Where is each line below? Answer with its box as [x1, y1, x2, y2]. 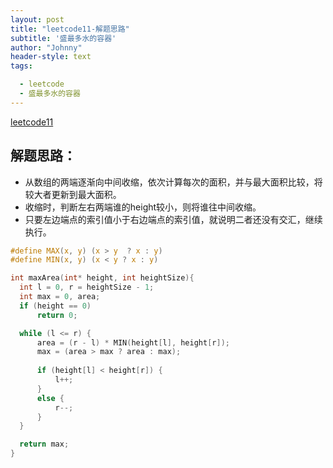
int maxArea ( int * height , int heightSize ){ [10, 273, 195, 283]
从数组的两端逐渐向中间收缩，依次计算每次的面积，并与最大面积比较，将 [24, 176, 323, 188]
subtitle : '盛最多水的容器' [10, 33, 117, 43]
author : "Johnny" [10, 42, 83, 53]
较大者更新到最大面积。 [24, 188, 122, 200]
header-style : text [10, 52, 92, 62]
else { [36, 393, 65, 403]
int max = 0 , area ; [19, 292, 101, 302]
